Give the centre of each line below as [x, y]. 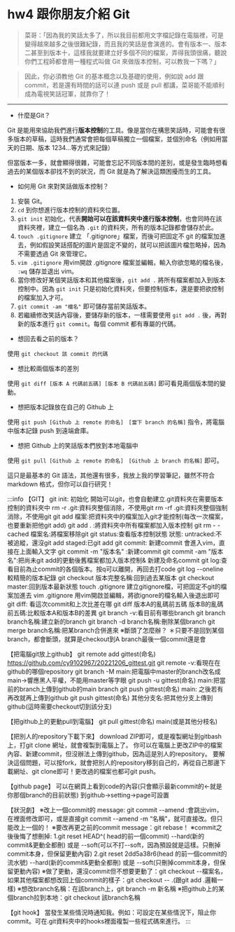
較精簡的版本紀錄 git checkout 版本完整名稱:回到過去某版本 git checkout [111, 577]
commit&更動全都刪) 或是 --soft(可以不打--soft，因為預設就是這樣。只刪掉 [114, 844]
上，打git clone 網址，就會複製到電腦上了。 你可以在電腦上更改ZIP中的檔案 [115, 745]
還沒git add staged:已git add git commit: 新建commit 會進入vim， [125, 542]
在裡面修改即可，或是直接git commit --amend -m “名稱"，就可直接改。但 [112, 818]
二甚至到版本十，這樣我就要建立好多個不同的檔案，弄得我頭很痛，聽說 [126, 53]
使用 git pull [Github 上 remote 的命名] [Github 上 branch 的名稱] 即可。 [115, 460]
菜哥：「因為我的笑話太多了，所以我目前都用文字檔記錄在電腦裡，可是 [124, 35]
